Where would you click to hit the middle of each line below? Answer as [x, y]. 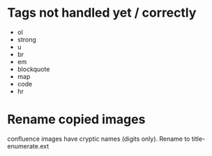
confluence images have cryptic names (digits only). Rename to [99, 139]
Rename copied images [76, 119]
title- [198, 139]
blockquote [33, 69]
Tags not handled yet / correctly [102, 13]
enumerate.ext [28, 146]
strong [27, 39]
